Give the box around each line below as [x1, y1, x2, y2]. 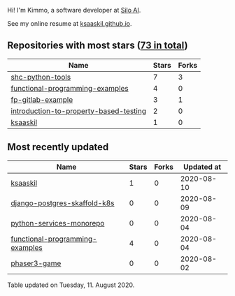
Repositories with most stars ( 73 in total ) [7, 40, 188, 52]
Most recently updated [7, 141, 109, 153]
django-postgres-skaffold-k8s [10, 198, 115, 208]
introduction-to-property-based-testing [10, 106, 147, 116]
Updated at [183, 162, 222, 172]
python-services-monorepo [10, 218, 105, 228]
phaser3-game [10, 258, 62, 268]
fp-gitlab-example [10, 94, 73, 104]
